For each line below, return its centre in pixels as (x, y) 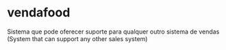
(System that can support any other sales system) (77, 38)
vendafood (39, 13)
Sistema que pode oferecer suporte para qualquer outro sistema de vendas (113, 32)
